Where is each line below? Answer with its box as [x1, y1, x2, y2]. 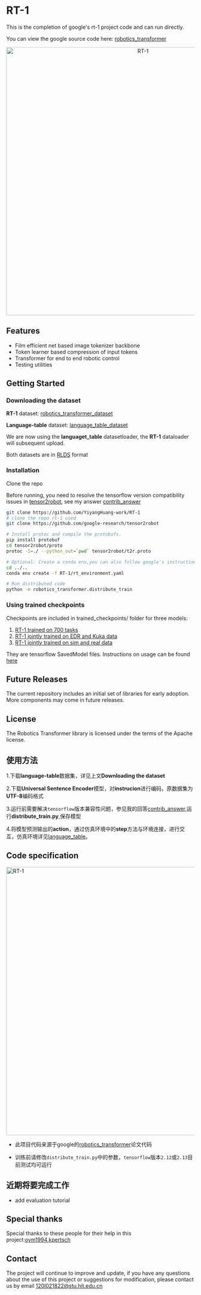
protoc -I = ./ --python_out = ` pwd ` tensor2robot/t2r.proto [6, 548, 151, 554]
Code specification [6, 850, 79, 861]
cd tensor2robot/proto [6, 542, 63, 549]
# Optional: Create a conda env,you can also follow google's [6, 559, 165, 565]
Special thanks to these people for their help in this [6, 1230, 132, 1237]
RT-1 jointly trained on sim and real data [14, 638, 112, 646]
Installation [6, 466, 40, 475]
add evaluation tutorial [14, 1197, 71, 1204]
